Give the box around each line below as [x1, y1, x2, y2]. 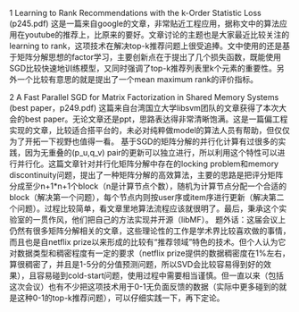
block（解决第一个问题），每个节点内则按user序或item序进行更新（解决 [9, 192, 270, 202]
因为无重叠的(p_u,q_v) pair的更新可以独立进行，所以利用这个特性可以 [24, 148, 278, 157]
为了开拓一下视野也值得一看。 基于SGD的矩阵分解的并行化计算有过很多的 [9, 136, 278, 147]
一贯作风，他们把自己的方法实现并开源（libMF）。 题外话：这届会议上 [32, 215, 287, 224]
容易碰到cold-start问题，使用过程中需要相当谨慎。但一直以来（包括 [36, 270, 284, 281]
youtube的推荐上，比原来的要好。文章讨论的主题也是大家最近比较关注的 [24, 30, 290, 39]
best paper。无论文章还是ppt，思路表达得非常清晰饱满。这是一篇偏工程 [24, 114, 288, 124]
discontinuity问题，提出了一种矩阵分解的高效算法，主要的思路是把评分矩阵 [9, 170, 284, 180]
